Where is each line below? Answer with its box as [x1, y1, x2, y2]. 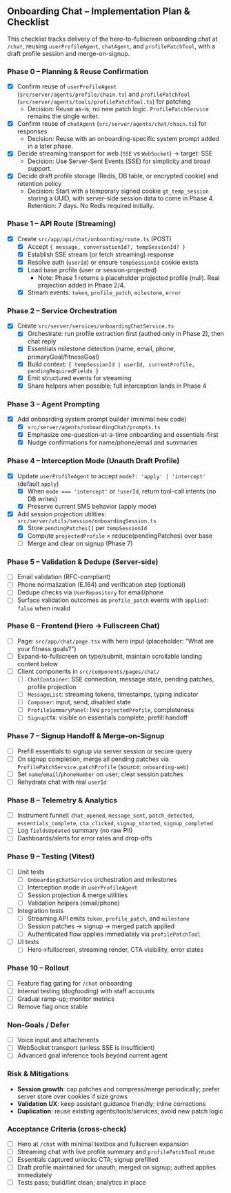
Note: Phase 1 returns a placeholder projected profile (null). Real [37, 273, 220, 282]
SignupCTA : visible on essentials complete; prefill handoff [27, 713, 188, 722]
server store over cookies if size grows [17, 1092, 128, 1100]
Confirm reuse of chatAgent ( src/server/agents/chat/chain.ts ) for [17, 120, 207, 128]
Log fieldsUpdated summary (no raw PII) [17, 826, 133, 835]
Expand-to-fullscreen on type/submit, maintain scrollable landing [17, 652, 202, 660]
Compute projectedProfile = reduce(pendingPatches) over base [27, 532, 213, 540]
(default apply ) [17, 480, 59, 488]
